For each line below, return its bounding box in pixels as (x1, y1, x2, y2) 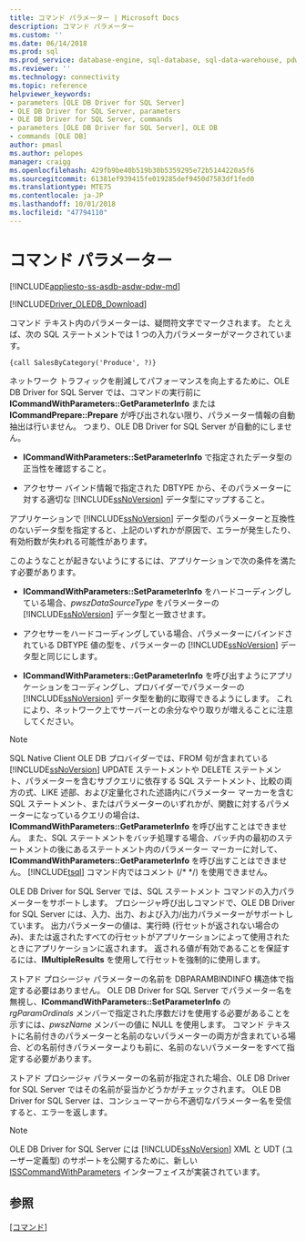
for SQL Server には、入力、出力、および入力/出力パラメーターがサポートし (9, 908, 294, 920)
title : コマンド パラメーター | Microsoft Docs (9, 13, 179, 23)
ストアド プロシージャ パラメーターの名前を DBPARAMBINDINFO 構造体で (9, 973, 287, 984)
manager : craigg (9, 157, 71, 167)
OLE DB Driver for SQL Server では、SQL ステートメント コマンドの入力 (9, 885, 280, 897)
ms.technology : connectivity (9, 73, 120, 82)
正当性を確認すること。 (22, 463, 111, 473)
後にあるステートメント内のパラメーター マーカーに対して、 (56, 843, 282, 854)
